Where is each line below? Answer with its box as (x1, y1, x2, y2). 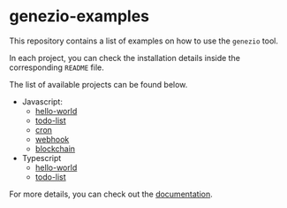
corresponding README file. (9, 62, 104, 73)
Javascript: (21, 96, 64, 107)
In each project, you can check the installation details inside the (9, 52, 241, 63)
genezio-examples (9, 6, 150, 27)
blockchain (34, 143, 76, 154)
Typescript (21, 152, 62, 163)
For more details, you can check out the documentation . (9, 189, 214, 199)
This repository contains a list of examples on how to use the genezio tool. (9, 35, 278, 46)
